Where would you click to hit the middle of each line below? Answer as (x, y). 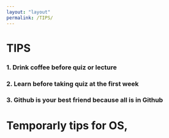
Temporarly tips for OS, (67, 125)
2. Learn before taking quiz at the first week (73, 83)
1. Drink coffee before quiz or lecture (62, 67)
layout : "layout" (28, 12)
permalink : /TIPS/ (30, 18)
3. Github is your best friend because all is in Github (85, 100)
